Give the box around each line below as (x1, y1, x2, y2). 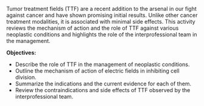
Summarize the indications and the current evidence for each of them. (15, 80, 192, 87)
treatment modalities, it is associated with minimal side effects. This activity (6, 18, 196, 25)
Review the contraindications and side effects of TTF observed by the (15, 87, 191, 93)
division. (15, 74, 37, 81)
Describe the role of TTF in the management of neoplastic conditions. (15, 61, 190, 68)
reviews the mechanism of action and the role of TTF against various (6, 24, 179, 31)
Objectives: (6, 49, 37, 56)
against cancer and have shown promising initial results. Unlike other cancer (6, 12, 198, 19)
